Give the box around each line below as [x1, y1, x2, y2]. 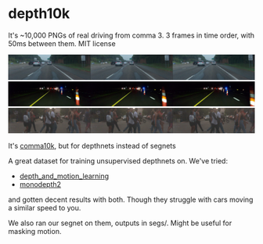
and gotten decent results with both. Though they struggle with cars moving [8, 195, 254, 204]
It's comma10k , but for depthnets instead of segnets [8, 141, 176, 150]
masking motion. [8, 226, 62, 235]
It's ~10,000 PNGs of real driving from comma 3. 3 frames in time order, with [8, 30, 255, 40]
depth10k [8, 5, 70, 23]
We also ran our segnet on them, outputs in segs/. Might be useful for [8, 218, 232, 228]
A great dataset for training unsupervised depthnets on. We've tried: [8, 156, 229, 165]
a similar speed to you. [8, 203, 81, 212]
